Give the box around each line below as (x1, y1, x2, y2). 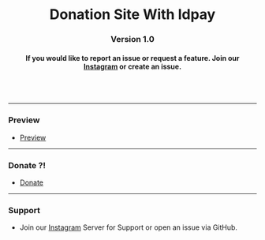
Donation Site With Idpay (49, 6, 216, 24)
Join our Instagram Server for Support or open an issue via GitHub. (19, 223, 238, 232)
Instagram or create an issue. (83, 62, 182, 71)
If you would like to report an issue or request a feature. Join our (25, 53, 240, 62)
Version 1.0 (110, 34, 155, 45)
